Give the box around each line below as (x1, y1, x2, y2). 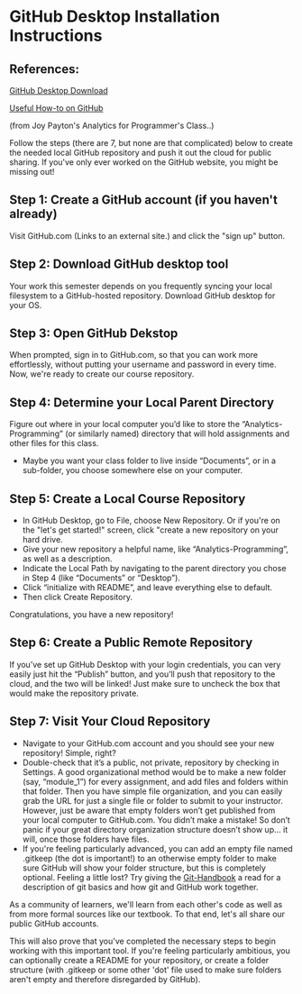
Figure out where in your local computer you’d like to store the (9, 419, 241, 430)
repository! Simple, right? (22, 747, 117, 758)
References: (9, 61, 79, 77)
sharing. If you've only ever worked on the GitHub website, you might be (9, 157, 279, 168)
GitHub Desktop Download (9, 86, 108, 96)
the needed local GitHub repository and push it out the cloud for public (9, 147, 272, 158)
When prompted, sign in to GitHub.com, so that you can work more (9, 350, 259, 360)
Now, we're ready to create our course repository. (9, 369, 195, 379)
